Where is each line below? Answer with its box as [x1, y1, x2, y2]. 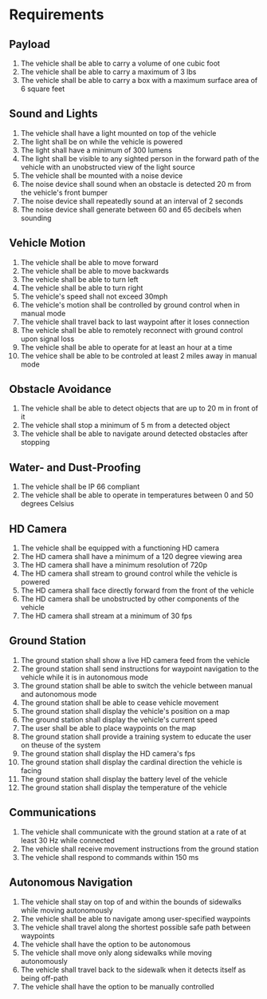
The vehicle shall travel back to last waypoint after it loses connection [20, 317, 249, 327]
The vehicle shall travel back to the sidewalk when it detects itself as [20, 965, 246, 974]
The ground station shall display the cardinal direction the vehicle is [20, 757, 242, 767]
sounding [20, 213, 52, 223]
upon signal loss [20, 334, 75, 343]
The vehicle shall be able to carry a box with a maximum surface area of [20, 76, 258, 85]
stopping [20, 438, 50, 447]
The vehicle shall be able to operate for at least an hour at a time [20, 342, 233, 352]
